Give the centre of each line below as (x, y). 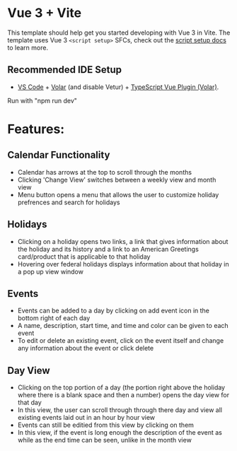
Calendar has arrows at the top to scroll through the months (105, 172)
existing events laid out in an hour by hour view (86, 418)
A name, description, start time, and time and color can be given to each (123, 326)
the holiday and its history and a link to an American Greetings (108, 249)
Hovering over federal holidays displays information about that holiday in (123, 264)
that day (30, 403)
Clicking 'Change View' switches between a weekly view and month (117, 180)
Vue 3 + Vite (45, 13)
